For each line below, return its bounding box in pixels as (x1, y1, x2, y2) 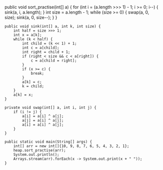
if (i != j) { (13, 109, 42, 114)
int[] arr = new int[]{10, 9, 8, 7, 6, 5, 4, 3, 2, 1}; (13, 144, 130, 149)
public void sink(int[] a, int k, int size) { (4, 24, 101, 29)
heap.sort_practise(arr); (13, 148, 66, 153)
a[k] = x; (13, 92, 34, 97)
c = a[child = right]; (30, 58, 77, 63)
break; (30, 71, 44, 76)
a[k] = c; (22, 80, 42, 85)
